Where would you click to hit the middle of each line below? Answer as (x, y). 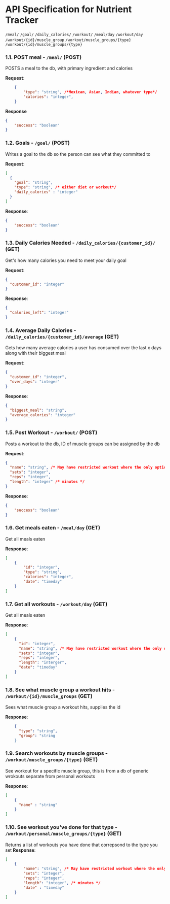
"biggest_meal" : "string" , (38, 410)
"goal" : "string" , (34, 183)
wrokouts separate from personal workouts (50, 776)
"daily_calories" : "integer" (46, 192)
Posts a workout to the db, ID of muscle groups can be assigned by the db (83, 444)
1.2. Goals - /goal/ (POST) (37, 143)
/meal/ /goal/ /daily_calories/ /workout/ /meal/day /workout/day (74, 35)
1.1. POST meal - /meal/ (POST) (44, 57)
